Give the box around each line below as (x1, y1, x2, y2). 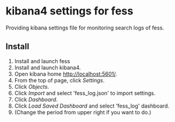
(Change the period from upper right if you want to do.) (14, 108, 152, 115)
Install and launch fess (14, 57, 70, 64)
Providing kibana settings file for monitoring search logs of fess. (5, 24, 165, 31)
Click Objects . (14, 83, 49, 90)
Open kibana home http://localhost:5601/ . (14, 70, 118, 78)
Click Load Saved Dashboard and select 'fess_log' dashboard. (14, 102, 170, 109)
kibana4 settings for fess (5, 4, 134, 18)
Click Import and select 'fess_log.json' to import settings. (14, 89, 156, 97)
